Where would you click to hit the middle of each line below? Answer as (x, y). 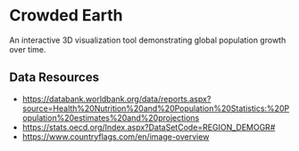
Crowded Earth (66, 16)
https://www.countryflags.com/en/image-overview (116, 136)
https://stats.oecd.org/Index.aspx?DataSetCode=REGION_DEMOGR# (149, 127)
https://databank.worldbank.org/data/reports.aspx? (116, 99)
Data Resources (54, 78)
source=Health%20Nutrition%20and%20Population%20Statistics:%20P (156, 108)
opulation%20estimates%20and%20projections (111, 117)
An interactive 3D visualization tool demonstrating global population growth (148, 40)
